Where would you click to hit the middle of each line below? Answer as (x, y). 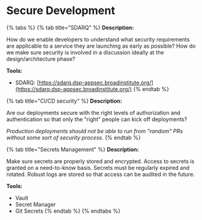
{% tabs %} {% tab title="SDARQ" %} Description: (70, 28)
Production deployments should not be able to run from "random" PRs (95, 131)
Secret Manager (35, 204)
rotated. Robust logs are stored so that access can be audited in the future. (101, 174)
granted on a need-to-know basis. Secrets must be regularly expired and (98, 167)
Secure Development (61, 11)
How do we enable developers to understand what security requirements (98, 39)
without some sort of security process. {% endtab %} (74, 137)
